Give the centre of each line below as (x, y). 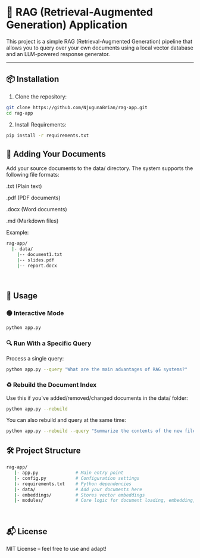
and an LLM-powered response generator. (58, 54)
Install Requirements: (40, 124)
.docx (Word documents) (37, 209)
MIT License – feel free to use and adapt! (57, 549)
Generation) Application (67, 25)
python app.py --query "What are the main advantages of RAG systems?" (97, 369)
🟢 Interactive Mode (35, 313)
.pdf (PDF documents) (33, 198)
